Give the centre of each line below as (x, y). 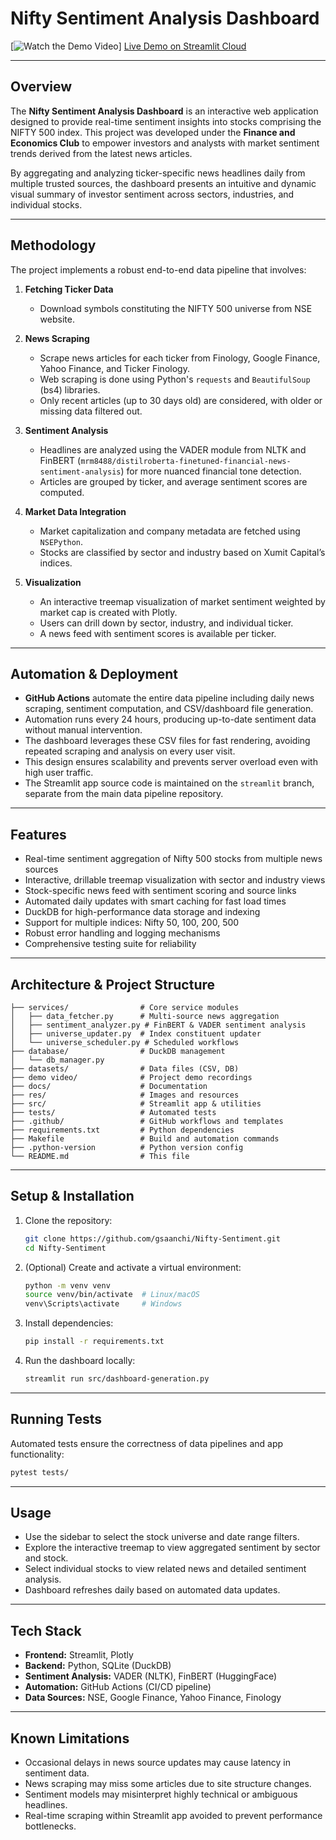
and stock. (46, 1558)
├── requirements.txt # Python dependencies (122, 1130)
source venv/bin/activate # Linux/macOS (112, 1295)
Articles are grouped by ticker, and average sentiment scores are (173, 481)
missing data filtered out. (91, 411)
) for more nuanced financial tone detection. (211, 471)
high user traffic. (59, 773)
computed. (62, 492)
